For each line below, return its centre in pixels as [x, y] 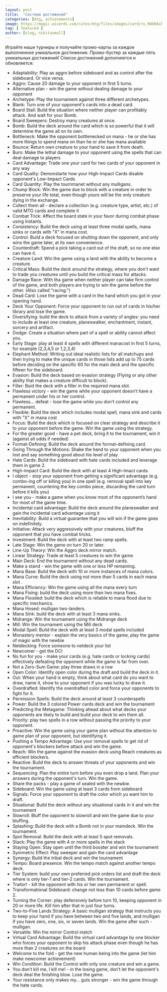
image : [12, 24]
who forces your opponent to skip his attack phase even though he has [85, 943]
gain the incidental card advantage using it [56, 513]
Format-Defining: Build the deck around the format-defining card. [79, 444]
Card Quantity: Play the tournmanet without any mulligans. [72, 184]
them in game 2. [29, 465]
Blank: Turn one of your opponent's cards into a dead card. [73, 105]
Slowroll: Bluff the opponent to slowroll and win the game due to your [83, 815]
